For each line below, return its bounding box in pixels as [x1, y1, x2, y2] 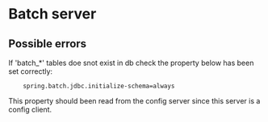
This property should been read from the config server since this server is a [8, 96, 261, 105]
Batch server [8, 5, 97, 23]
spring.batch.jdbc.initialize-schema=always [23, 82, 175, 90]
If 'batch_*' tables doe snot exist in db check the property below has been [8, 58, 254, 67]
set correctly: [8, 67, 53, 76]
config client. [8, 105, 52, 114]
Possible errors [8, 37, 87, 51]
